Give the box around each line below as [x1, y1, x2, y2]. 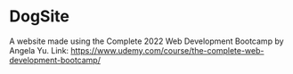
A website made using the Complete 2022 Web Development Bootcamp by [9, 36, 284, 46]
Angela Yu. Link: [9, 45, 69, 55]
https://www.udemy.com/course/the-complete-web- [70, 45, 265, 55]
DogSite [9, 6, 69, 27]
